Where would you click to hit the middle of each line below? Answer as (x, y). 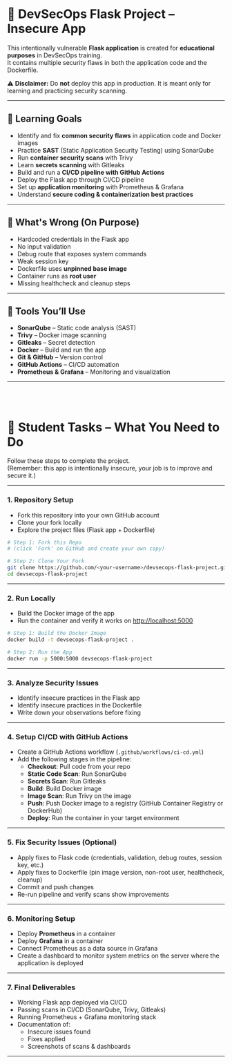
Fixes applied (46, 1039)
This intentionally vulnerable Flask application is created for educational (111, 48)
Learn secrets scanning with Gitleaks (71, 164)
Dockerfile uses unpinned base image (72, 268)
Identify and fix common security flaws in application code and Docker (119, 135)
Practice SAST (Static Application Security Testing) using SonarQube (115, 150)
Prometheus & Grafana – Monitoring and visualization (94, 372)
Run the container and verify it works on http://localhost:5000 (105, 620)
